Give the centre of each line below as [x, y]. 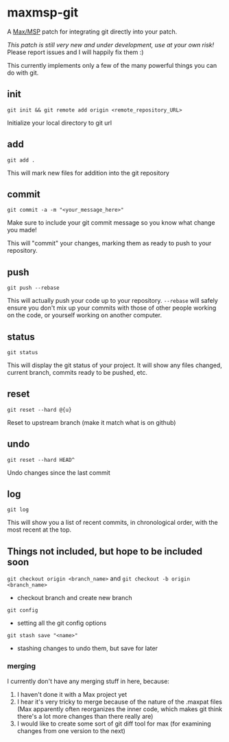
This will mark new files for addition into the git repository [88, 173]
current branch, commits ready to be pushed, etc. [77, 372]
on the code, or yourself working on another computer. [85, 315]
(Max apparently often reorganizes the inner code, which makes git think [120, 709]
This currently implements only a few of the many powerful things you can [112, 65]
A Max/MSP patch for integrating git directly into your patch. [92, 32]
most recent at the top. [39, 530]
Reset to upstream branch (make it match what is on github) [92, 422]
